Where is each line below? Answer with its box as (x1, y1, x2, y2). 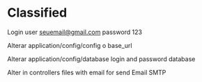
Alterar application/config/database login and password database (7, 54, 196, 63)
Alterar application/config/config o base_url (7, 41, 132, 49)
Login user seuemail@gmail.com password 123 (7, 28, 143, 36)
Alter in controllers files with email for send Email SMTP (7, 68, 166, 76)
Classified (7, 5, 68, 21)
